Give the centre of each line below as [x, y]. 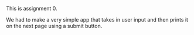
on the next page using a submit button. [54, 26]
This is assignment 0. [32, 8]
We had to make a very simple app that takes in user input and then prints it [97, 20]
